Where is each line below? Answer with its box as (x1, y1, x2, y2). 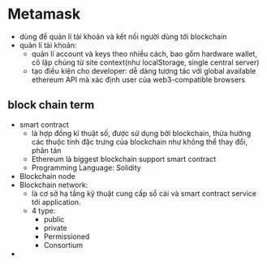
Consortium (43, 240, 84, 249)
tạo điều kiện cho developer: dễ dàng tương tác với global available (31, 66, 256, 75)
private (43, 223, 68, 232)
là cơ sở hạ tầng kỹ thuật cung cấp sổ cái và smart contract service (31, 188, 257, 198)
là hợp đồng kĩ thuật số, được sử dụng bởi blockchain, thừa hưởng (31, 128, 252, 138)
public (43, 214, 65, 224)
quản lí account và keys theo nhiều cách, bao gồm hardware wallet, (31, 49, 257, 58)
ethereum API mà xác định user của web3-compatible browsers (31, 75, 245, 84)
